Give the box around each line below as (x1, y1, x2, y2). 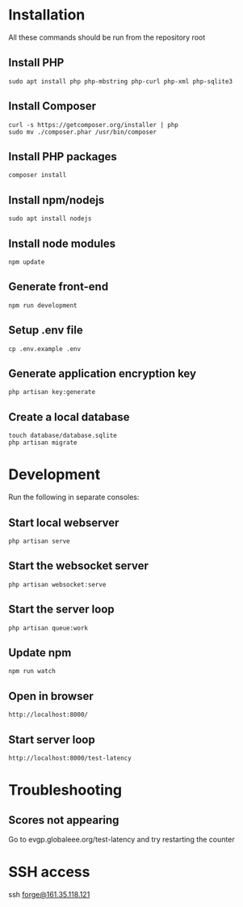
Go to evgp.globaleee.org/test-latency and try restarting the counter (8, 835, 236, 845)
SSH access (8, 863, 90, 881)
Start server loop (8, 732, 95, 746)
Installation (8, 6, 86, 24)
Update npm (8, 646, 72, 660)
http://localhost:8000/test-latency (8, 754, 132, 762)
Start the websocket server (8, 559, 149, 573)
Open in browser (8, 689, 94, 703)
